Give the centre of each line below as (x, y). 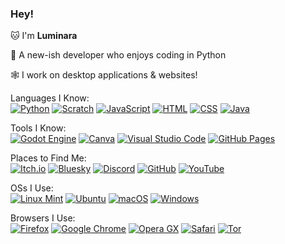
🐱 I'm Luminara (44, 36)
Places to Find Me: (48, 158)
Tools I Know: (38, 128)
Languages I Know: (50, 98)
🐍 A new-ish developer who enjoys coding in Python (118, 55)
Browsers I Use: (43, 218)
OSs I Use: (32, 188)
